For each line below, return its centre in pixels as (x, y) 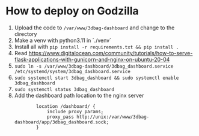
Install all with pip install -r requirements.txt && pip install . (96, 47)
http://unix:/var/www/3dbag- (113, 117)
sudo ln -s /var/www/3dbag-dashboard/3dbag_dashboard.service (94, 66)
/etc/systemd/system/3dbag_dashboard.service (72, 71)
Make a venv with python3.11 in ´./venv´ (63, 40)
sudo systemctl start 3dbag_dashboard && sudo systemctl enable (96, 78)
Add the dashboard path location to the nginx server (79, 95)
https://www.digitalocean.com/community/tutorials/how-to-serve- (111, 53)
